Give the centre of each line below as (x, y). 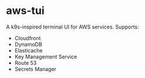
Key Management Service (46, 56)
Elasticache (28, 50)
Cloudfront (28, 38)
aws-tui (26, 11)
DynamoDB (28, 44)
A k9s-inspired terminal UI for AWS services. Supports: (72, 27)
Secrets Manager (36, 69)
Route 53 (26, 63)
